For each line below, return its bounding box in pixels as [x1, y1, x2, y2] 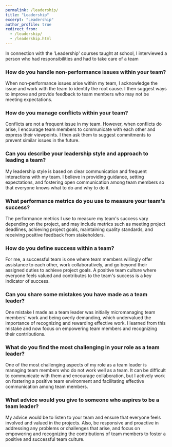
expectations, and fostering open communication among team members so [5, 179, 164, 185]
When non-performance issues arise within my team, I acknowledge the [5, 80, 158, 86]
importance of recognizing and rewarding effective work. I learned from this [5, 320, 166, 326]
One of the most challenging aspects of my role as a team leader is [5, 361, 147, 367]
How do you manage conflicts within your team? [5, 109, 128, 116]
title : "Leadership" [5, 12, 50, 17]
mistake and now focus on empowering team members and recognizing [5, 325, 158, 332]
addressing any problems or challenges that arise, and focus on [5, 425, 140, 432]
